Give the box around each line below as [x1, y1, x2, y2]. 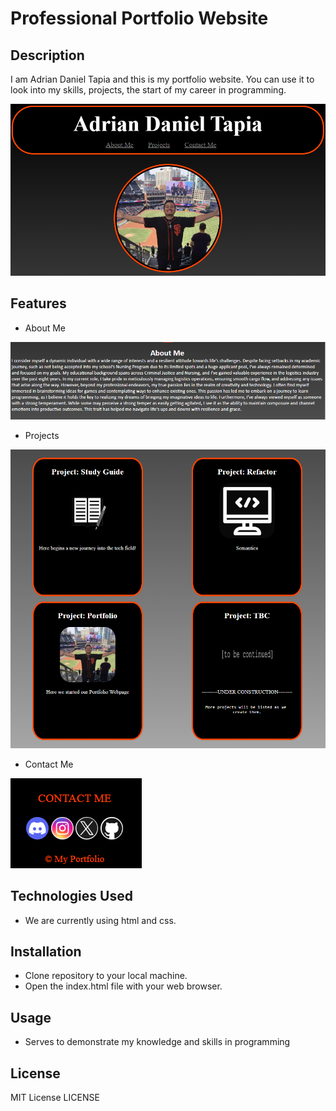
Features [10, 295, 67, 312]
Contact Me [24, 758, 74, 770]
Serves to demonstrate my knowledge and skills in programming [24, 1036, 291, 1048]
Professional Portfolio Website [10, 7, 269, 30]
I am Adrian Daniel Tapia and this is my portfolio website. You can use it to [10, 73, 315, 85]
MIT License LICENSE [10, 1092, 100, 1104]
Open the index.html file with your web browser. [24, 980, 223, 992]
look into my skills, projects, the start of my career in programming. [10, 84, 287, 96]
